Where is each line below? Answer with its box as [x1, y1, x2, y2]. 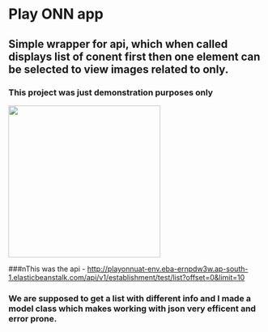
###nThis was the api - [8, 264, 86, 274]
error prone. [8, 313, 57, 324]
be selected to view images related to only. [8, 62, 229, 76]
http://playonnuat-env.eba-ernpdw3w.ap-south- [87, 264, 249, 274]
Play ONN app [8, 5, 104, 23]
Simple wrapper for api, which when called [8, 37, 228, 51]
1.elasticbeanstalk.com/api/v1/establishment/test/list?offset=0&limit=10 [8, 272, 245, 282]
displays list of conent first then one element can [8, 49, 261, 63]
